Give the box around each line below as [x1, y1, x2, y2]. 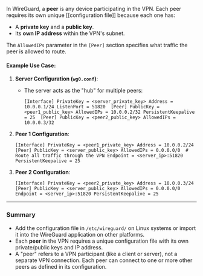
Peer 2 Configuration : [14, 169, 71, 176]
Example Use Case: [6, 62, 56, 69]
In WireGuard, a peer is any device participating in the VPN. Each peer [6, 5, 181, 12]
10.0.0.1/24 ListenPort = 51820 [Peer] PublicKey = [24, 104, 160, 110]
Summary [6, 211, 36, 219]
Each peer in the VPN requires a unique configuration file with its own [14, 237, 189, 245]
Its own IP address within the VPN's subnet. [14, 30, 125, 37]
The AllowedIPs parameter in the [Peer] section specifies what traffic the [6, 42, 188, 48]
